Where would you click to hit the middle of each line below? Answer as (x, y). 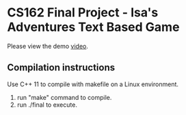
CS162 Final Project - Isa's (83, 13)
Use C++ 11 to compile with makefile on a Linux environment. (93, 84)
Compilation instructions (61, 67)
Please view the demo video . (48, 46)
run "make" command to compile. (64, 97)
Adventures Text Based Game (93, 27)
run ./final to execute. (47, 105)
